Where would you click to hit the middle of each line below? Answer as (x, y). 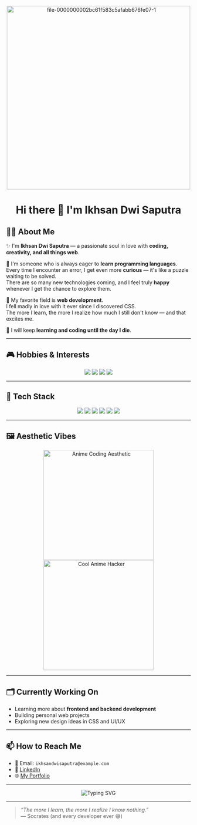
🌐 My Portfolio (32, 776)
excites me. (20, 319)
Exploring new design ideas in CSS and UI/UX (70, 722)
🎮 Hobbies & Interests (48, 355)
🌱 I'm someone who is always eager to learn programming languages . (92, 264)
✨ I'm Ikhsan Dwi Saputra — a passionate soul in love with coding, (87, 246)
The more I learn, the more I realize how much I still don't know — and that (96, 312)
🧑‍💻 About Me (30, 232)
